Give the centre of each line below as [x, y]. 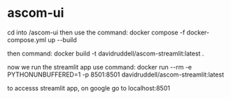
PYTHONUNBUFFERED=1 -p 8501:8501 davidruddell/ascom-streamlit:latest [115, 74]
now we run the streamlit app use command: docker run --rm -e [100, 67]
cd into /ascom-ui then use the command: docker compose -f [96, 32]
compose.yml [27, 39]
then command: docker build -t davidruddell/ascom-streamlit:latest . [106, 53]
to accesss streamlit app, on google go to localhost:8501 [89, 88]
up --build [62, 39]
